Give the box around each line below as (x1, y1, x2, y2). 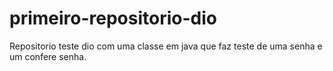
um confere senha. (9, 50, 87, 62)
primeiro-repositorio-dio (9, 7, 218, 30)
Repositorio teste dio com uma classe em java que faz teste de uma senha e (9, 40, 323, 52)
